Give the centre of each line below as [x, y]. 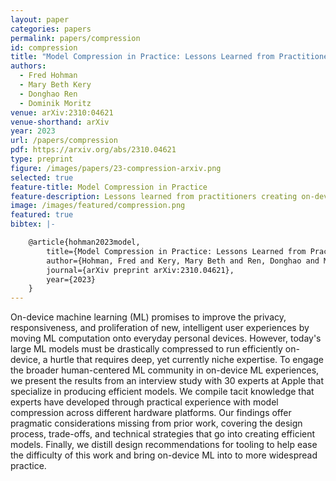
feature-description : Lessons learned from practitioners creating [154, 196]
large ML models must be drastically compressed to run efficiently [146, 349]
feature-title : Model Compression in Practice [109, 187]
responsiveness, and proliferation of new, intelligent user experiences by [160, 328]
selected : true [42, 177]
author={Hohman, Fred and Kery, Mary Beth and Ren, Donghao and [183, 261]
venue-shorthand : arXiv [60, 122]
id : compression [44, 47]
